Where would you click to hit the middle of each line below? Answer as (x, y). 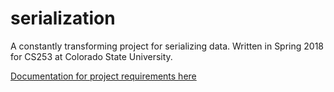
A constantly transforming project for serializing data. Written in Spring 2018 (167, 46)
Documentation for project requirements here (103, 76)
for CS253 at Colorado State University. (91, 56)
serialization (63, 18)
